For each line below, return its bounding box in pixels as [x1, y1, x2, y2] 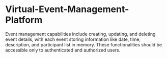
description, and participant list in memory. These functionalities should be [5, 41, 162, 47]
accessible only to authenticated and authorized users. [5, 47, 121, 53]
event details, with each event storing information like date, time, [5, 36, 141, 42]
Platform [5, 14, 43, 26]
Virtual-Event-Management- [5, 4, 129, 15]
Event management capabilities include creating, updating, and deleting [5, 31, 156, 37]
